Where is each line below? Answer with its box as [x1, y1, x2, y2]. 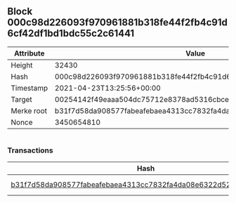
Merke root [11, 105, 48, 115]
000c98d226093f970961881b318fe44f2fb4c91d [7, 17, 228, 29]
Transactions [7, 145, 54, 155]
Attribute [13, 48, 45, 58]
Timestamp [11, 83, 48, 93]
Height [11, 60, 33, 70]
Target [11, 94, 33, 104]
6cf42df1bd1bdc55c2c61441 [7, 27, 135, 39]
